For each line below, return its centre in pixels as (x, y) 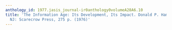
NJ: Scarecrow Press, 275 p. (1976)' (50, 19)
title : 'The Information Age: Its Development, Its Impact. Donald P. (82, 15)
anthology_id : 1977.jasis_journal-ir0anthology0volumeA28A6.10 (74, 10)
